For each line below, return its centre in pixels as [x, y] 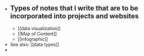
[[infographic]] [33, 39]
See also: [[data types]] [35, 44]
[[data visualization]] [39, 28]
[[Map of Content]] [37, 34]
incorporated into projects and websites [74, 16]
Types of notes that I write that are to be [74, 8]
